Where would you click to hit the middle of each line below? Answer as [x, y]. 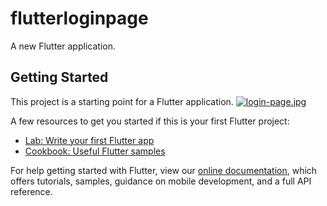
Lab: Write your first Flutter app [89, 140]
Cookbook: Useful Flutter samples [95, 151]
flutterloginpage [79, 18]
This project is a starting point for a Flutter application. [122, 101]
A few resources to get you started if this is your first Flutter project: [150, 121]
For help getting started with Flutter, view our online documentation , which [164, 170]
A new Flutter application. [63, 46]
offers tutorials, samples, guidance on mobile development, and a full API [161, 181]
